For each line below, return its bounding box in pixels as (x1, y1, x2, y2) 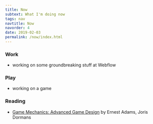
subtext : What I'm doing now (5, 12, 65, 17)
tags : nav (5, 16, 26, 21)
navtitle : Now (5, 21, 35, 26)
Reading (5, 98, 26, 105)
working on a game (12, 86, 52, 92)
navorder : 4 (5, 26, 30, 31)
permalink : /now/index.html (5, 35, 63, 40)
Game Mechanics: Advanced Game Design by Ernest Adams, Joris (12, 109, 148, 115)
